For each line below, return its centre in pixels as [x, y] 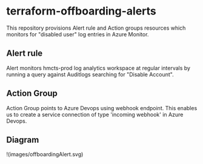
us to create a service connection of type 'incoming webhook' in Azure [95, 114]
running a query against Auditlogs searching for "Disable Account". [90, 74]
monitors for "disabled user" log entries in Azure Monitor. [78, 34]
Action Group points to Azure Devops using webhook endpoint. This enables [102, 108]
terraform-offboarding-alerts [81, 11]
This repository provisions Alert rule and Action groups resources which [96, 28]
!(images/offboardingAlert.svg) [45, 154]
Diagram [23, 139]
